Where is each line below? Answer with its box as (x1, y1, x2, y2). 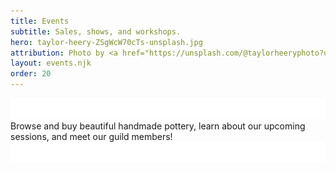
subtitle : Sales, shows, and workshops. (10, 26, 182, 37)
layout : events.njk (10, 58, 92, 69)
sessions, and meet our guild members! (10, 130, 173, 142)
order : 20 (10, 69, 52, 79)
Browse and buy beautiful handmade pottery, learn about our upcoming (10, 120, 306, 132)
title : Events (10, 16, 70, 26)
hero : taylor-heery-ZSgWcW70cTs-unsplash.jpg (10, 37, 203, 47)
